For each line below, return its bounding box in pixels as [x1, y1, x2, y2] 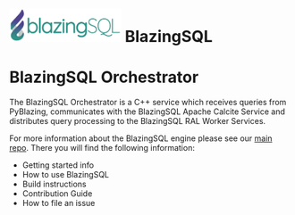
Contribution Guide [21, 188, 93, 199]
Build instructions [21, 178, 87, 190]
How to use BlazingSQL [21, 170, 110, 180]
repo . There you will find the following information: [9, 143, 195, 153]
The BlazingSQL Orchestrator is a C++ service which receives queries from [9, 97, 287, 108]
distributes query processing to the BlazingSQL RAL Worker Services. [9, 116, 266, 127]
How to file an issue [21, 198, 96, 209]
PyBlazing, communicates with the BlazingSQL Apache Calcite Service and [9, 106, 286, 117]
